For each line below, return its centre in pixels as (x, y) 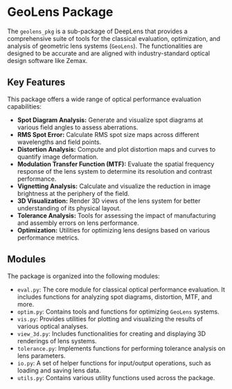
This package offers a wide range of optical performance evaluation (104, 99)
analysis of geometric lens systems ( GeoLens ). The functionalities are (105, 46)
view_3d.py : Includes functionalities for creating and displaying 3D (111, 334)
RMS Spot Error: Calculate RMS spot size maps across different (108, 134)
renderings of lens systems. (57, 341)
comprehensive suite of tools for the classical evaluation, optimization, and (114, 38)
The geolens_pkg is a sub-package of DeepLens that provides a (98, 31)
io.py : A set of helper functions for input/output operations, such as (114, 363)
